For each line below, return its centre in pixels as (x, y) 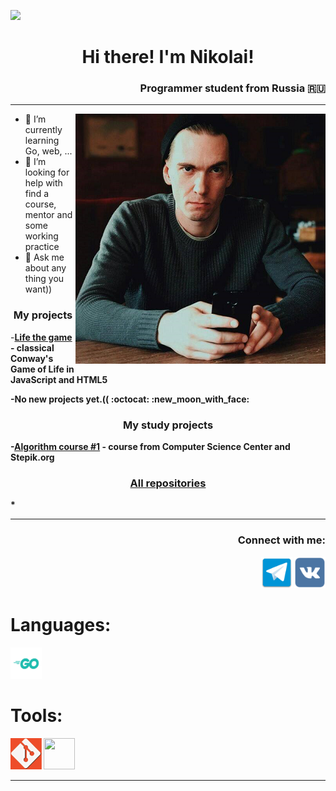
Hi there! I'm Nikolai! (168, 57)
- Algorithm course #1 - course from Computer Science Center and (150, 447)
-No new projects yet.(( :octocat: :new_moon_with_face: (130, 399)
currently (43, 130)
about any (45, 268)
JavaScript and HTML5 (59, 379)
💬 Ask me (44, 257)
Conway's (32, 358)
